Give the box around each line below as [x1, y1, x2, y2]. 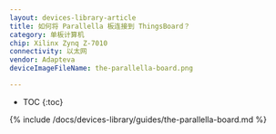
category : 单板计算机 [9, 30, 85, 39]
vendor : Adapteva [9, 55, 76, 64]
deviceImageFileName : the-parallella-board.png [9, 64, 194, 73]
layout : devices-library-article [9, 13, 137, 23]
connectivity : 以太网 [9, 47, 87, 56]
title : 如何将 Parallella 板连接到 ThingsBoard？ [9, 22, 191, 31]
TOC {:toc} [22, 96, 64, 107]
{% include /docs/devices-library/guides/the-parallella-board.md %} [9, 114, 267, 125]
